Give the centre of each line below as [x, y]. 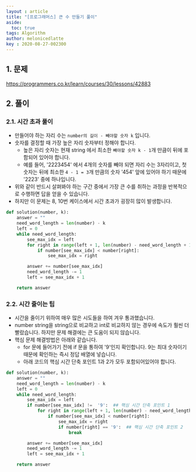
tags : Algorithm [26, 33]
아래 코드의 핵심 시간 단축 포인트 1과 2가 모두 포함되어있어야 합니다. [99, 362]
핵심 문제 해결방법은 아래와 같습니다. [56, 340]
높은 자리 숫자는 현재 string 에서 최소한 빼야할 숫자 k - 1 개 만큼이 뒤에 [103, 150]
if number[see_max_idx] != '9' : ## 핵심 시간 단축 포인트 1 [99, 405]
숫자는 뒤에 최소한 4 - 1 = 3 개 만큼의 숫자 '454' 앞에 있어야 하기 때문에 [105, 172]
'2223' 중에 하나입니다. [50, 180]
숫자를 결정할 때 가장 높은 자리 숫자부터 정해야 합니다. [75, 143]
